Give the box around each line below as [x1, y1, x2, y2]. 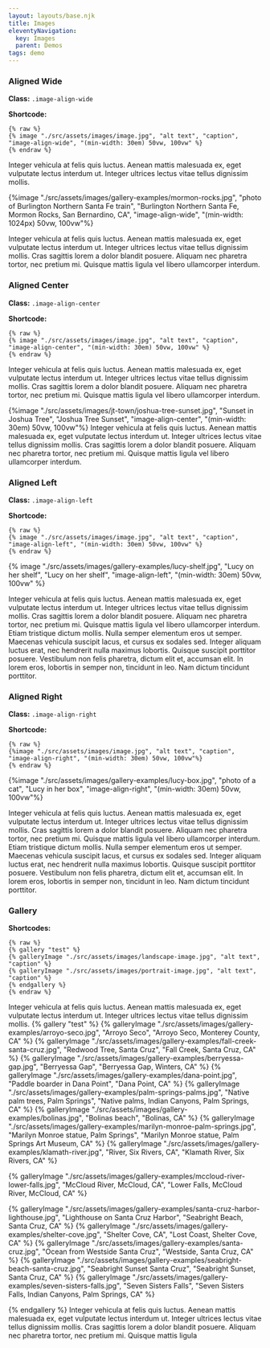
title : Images [8, 19, 56, 27]
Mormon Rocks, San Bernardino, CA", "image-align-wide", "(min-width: [8, 210, 243, 219]
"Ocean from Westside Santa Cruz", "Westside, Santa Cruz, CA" [42, 1247, 254, 1256]
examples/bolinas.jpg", [8, 1113, 84, 1123]
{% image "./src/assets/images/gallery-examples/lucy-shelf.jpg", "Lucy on [8, 561, 255, 571]
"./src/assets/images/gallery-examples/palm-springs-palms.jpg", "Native [8, 1088, 250, 1097]
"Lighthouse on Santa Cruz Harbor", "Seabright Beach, [61, 1213, 243, 1223]
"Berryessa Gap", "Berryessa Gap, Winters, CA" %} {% [39, 1062, 222, 1071]
